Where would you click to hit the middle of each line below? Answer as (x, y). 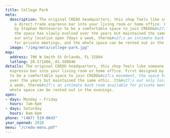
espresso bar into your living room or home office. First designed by (87, 71)
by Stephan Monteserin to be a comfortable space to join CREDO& (85, 29)
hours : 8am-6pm (26, 113)
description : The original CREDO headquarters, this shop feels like (84, 19)
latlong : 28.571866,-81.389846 (43, 62)
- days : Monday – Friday (31, 99)
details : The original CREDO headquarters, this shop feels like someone (85, 66)
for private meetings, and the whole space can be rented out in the (89, 43)
